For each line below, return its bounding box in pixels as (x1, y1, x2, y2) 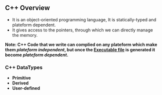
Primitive (12, 75, 31, 81)
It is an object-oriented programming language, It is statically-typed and (12, 16, 157, 22)
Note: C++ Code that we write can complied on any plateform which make (5, 41, 158, 47)
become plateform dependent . (5, 52, 69, 58)
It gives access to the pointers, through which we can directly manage (12, 27, 153, 33)
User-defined (12, 85, 40, 91)
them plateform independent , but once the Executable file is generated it (5, 47, 155, 52)
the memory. (12, 32, 38, 38)
